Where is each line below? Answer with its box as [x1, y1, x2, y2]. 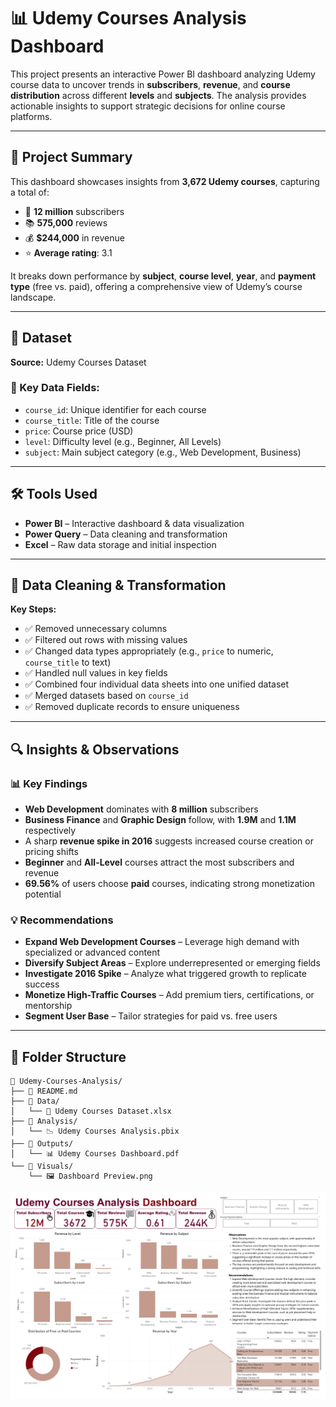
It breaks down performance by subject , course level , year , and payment [10, 270, 317, 282]
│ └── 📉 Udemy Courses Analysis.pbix [10, 1126, 180, 1137]
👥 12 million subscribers [24, 205, 125, 217]
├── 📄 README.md [10, 1086, 78, 1097]
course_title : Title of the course [24, 414, 160, 426]
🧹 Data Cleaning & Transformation [10, 577, 227, 594]
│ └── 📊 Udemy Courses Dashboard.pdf [10, 1149, 180, 1159]
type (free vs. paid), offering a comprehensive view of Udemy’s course [10, 280, 303, 292]
